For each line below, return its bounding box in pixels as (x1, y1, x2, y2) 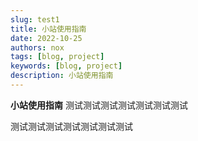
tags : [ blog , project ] (10, 52, 105, 62)
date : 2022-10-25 (10, 33, 83, 43)
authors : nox (10, 42, 65, 53)
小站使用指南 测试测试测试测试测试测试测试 (10, 99, 188, 111)
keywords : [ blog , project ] (10, 61, 123, 71)
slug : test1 (10, 14, 60, 25)
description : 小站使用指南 (10, 71, 114, 81)
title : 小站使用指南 (10, 24, 87, 34)
